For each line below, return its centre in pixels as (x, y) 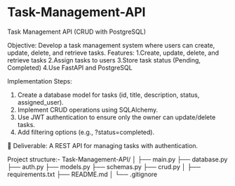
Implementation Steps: (40, 81)
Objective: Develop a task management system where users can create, (111, 45)
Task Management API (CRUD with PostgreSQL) (76, 32)
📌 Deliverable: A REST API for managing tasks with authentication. (103, 145)
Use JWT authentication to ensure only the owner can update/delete (116, 117)
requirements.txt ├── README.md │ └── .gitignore (82, 174)
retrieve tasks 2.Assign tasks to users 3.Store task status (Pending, (104, 60)
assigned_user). (41, 102)
